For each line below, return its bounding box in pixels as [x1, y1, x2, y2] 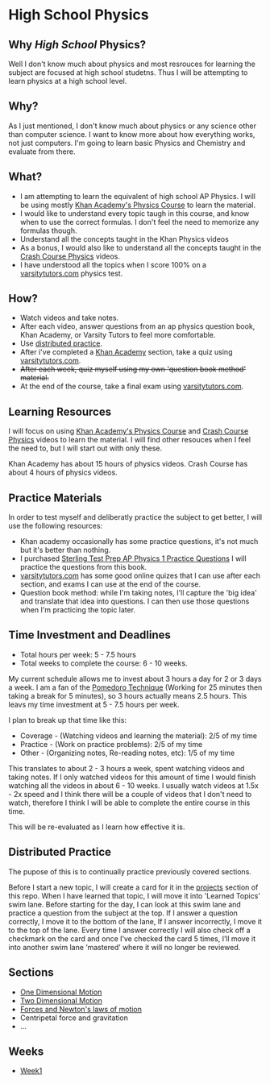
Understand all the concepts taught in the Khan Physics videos [19, 234, 230, 243]
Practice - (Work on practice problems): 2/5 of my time [19, 739, 203, 749]
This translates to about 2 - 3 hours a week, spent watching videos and [8, 763, 245, 773]
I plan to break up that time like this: [8, 715, 127, 724]
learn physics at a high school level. [8, 77, 127, 85]
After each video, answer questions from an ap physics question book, [19, 322, 255, 331]
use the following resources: [8, 521, 103, 531]
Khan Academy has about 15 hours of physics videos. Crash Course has [8, 459, 248, 469]
